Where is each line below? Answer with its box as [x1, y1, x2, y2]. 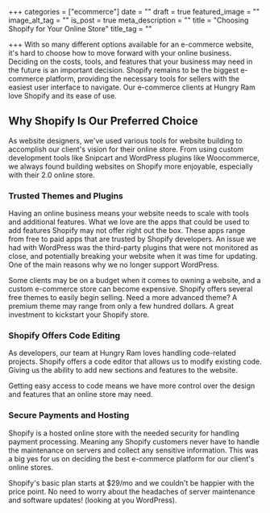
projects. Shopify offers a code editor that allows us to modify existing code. [8, 357, 262, 366]
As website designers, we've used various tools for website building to [8, 136, 243, 145]
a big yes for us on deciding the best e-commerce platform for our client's [8, 453, 255, 463]
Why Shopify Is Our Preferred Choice [8, 115, 199, 128]
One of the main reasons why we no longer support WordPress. [8, 260, 220, 269]
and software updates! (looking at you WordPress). [8, 495, 177, 505]
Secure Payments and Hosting [8, 410, 130, 421]
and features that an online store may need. [8, 390, 153, 399]
